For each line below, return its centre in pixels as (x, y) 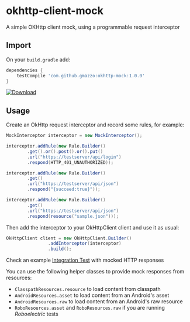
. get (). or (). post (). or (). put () (65, 151)
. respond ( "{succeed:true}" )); (64, 189)
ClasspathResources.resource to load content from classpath (87, 289)
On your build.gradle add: (38, 59)
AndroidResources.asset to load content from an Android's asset (92, 295)
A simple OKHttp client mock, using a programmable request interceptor (93, 27)
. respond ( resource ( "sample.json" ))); (73, 216)
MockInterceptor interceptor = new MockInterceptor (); (74, 136)
